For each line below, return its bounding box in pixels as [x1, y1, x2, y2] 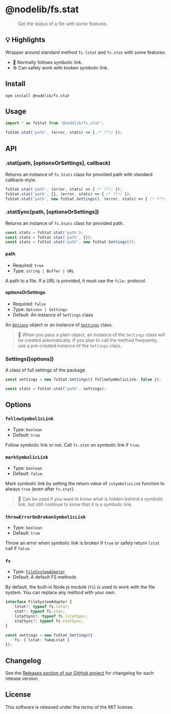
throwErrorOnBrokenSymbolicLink [5, 514, 86, 520]
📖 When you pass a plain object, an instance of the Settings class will [17, 332, 165, 338]
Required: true [12, 262, 44, 268]
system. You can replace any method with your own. [5, 590, 116, 596]
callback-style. [5, 176, 37, 183]
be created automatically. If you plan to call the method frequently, [17, 337, 158, 343]
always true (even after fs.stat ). [5, 486, 75, 492]
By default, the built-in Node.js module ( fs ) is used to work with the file [5, 584, 155, 590]
